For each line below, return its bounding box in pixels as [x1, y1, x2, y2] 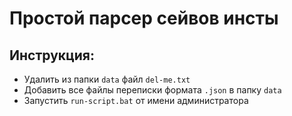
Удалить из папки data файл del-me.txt [23, 73, 191, 85]
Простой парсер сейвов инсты [9, 7, 279, 30]
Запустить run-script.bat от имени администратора [23, 95, 249, 106]
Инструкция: [9, 47, 96, 64]
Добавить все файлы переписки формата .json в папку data [23, 84, 282, 96]
